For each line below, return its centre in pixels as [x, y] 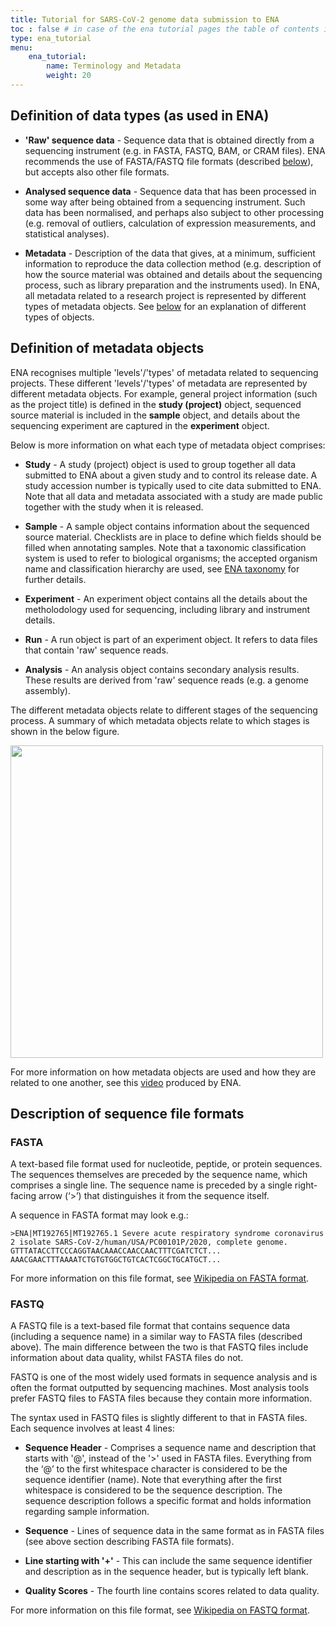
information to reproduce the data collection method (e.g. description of [173, 263]
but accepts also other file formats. [97, 172]
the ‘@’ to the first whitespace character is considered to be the [156, 1469]
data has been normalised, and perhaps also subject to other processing [174, 212]
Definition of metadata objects [107, 348]
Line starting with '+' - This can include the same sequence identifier [168, 1561]
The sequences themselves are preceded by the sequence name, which [159, 1175]
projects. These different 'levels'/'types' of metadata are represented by [159, 383]
